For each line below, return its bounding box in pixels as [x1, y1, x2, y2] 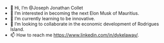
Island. [10, 26, 24, 32]
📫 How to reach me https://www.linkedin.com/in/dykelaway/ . [10, 32, 139, 38]
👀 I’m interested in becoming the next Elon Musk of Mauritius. [10, 10, 140, 16]
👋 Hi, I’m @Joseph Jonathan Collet [10, 5, 83, 11]
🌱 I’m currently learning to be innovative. [10, 16, 95, 21]
